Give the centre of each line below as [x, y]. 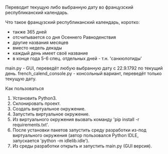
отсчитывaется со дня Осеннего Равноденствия [64, 37]
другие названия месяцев [40, 42]
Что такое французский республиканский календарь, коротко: [72, 22]
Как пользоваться [25, 88]
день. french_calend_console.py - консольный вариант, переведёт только [83, 73]
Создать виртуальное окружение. [49, 109]
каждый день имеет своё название [50, 53]
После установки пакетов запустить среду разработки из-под [79, 130]
